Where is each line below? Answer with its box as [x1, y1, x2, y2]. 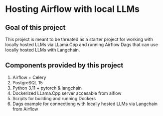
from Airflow [12, 106, 38, 112]
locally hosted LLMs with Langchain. [5, 47, 80, 53]
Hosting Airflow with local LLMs [5, 3, 140, 15]
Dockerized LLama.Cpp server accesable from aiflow [12, 90, 122, 96]
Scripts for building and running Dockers [12, 95, 96, 101]
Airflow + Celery [12, 74, 46, 80]
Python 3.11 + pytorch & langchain [12, 85, 82, 91]
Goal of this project [5, 23, 66, 32]
